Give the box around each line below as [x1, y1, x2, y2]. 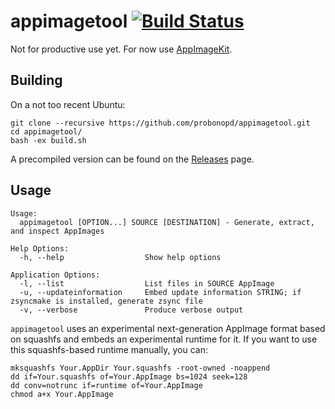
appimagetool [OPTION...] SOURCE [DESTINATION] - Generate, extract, [19, 217, 315, 227]
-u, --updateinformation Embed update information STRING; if [19, 287, 302, 297]
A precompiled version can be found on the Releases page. [10, 153, 255, 165]
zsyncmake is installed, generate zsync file [10, 296, 203, 306]
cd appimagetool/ [10, 126, 83, 137]
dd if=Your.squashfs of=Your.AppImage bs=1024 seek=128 [10, 371, 248, 382]
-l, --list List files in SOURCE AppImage [19, 278, 275, 289]
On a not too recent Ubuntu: [10, 98, 126, 110]
